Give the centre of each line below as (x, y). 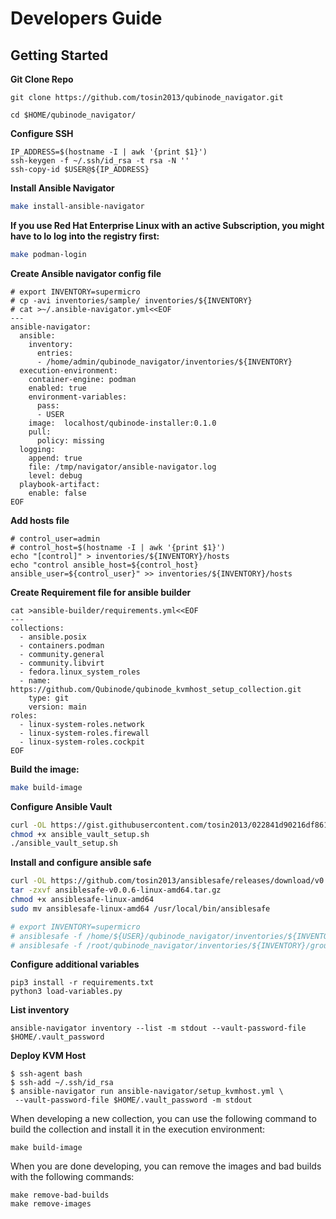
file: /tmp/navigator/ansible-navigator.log (122, 467)
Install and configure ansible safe (81, 863)
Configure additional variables (75, 964)
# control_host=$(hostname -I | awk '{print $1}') (118, 547)
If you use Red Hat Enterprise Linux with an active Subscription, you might (167, 225)
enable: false (57, 493)
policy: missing (70, 440)
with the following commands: (72, 1177)
